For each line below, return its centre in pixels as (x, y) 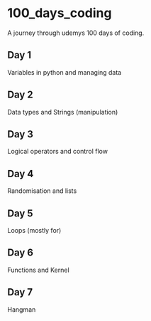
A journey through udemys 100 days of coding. (76, 33)
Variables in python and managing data (65, 72)
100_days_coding (60, 13)
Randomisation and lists (42, 191)
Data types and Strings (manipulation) (63, 112)
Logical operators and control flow (58, 152)
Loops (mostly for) (34, 230)
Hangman (22, 309)
